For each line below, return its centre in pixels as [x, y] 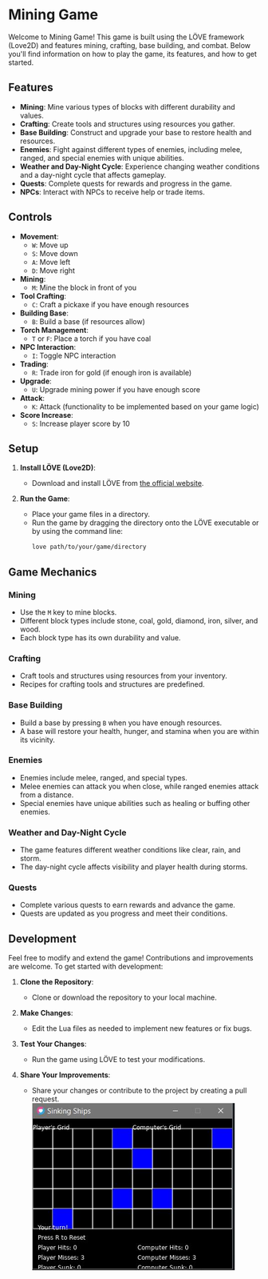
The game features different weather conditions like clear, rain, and [130, 850]
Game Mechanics [53, 572]
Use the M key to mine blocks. [68, 612]
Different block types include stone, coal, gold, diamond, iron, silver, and [139, 620]
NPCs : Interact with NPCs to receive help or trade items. [112, 192]
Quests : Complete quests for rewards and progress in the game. [126, 183]
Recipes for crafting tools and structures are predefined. [112, 684]
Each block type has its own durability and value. [100, 637]
